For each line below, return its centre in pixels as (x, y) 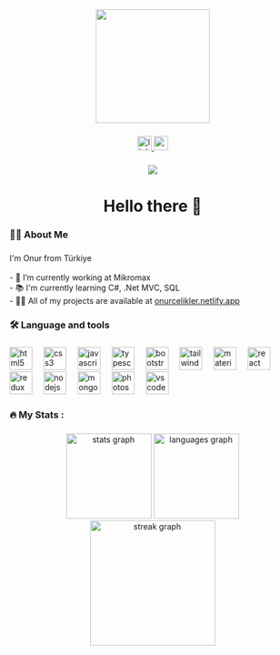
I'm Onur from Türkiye (51, 257)
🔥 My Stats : (37, 415)
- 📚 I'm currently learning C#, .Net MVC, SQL (95, 287)
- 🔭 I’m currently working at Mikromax (80, 277)
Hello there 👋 (153, 206)
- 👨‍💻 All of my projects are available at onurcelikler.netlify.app (125, 300)
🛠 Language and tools (60, 325)
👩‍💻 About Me (39, 234)
